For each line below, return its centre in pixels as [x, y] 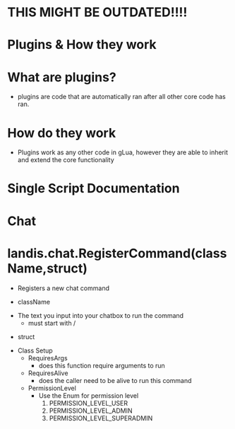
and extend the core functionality [66, 160]
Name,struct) [48, 268]
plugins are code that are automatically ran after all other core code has [121, 97]
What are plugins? [62, 77]
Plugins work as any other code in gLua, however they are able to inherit [122, 152]
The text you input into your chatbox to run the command [101, 315]
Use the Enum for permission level [89, 395]
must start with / [52, 323]
